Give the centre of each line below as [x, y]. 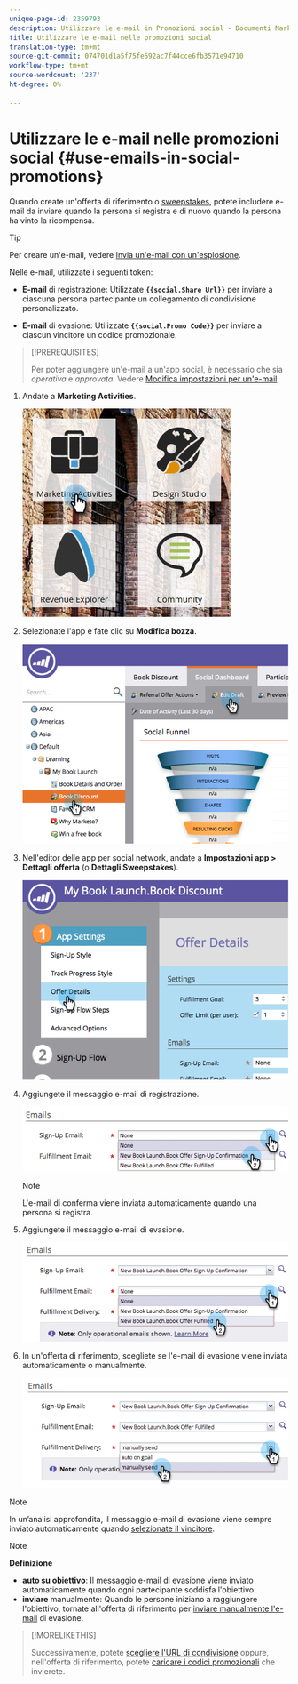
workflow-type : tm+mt [49, 66]
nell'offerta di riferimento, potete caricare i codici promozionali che [153, 1662]
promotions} [56, 176]
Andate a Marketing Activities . [79, 396]
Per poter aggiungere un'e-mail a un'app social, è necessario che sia [157, 369]
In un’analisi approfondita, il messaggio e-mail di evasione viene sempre [141, 1519]
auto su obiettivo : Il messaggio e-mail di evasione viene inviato [138, 1580]
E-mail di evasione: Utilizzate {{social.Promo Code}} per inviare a [142, 325]
